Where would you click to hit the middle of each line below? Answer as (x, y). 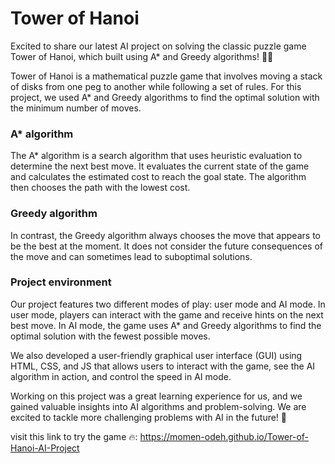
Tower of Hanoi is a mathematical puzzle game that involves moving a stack (166, 76)
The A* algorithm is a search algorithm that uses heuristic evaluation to (156, 156)
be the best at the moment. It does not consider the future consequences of (167, 246)
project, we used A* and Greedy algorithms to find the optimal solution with (165, 97)
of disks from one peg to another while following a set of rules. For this (156, 86)
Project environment (61, 282)
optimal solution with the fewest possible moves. (110, 336)
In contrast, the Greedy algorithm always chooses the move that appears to (165, 235)
